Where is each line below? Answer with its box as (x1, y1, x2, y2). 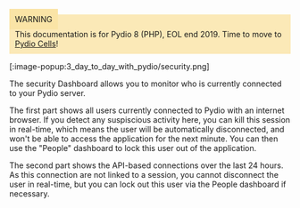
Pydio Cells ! (14, 38, 59, 49)
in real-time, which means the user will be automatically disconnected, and (9, 124, 285, 134)
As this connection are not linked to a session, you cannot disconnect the (9, 170, 279, 180)
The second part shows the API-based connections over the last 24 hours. (9, 160, 284, 171)
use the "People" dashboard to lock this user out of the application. (9, 143, 257, 153)
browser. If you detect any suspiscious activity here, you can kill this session (9, 115, 291, 124)
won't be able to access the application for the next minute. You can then (9, 133, 279, 144)
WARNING (14, 14, 53, 24)
